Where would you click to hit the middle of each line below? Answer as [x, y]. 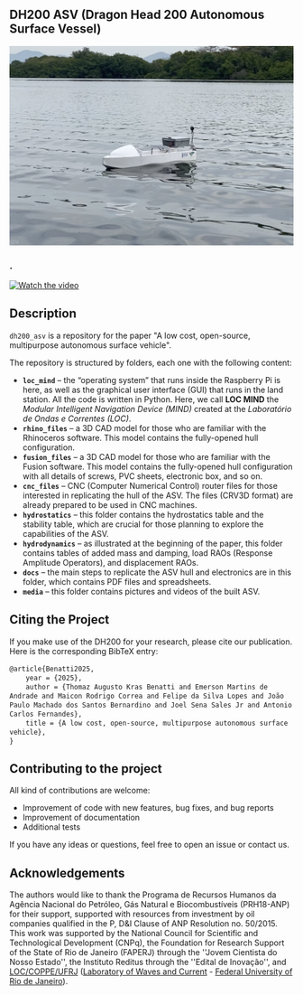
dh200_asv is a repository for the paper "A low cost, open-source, [130, 335]
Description [43, 314]
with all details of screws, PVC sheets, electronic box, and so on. [142, 476]
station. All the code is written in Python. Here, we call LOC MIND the [151, 399]
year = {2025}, [54, 678]
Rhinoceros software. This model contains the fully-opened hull [140, 437]
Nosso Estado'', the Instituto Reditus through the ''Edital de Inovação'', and [148, 962]
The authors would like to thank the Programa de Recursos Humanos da [143, 895]
